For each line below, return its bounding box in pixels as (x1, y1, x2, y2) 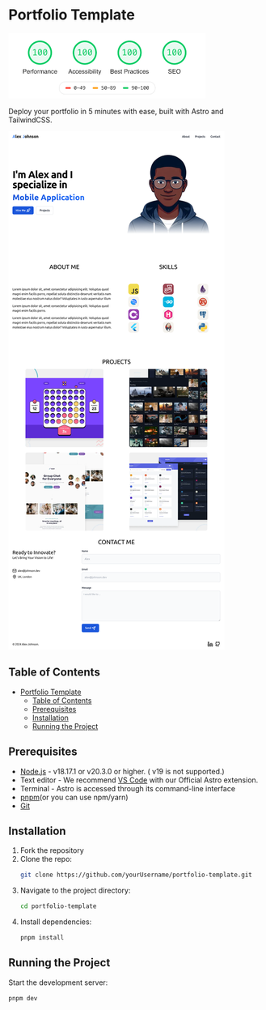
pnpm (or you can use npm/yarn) (19, 792, 129, 802)
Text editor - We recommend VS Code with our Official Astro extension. (19, 775, 259, 785)
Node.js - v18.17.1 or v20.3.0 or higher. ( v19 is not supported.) (19, 766, 225, 776)
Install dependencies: (19, 917, 92, 927)
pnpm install (19, 934, 65, 942)
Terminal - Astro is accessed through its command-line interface (19, 783, 236, 793)
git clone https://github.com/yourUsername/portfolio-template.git (19, 871, 252, 880)
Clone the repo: (19, 854, 73, 864)
